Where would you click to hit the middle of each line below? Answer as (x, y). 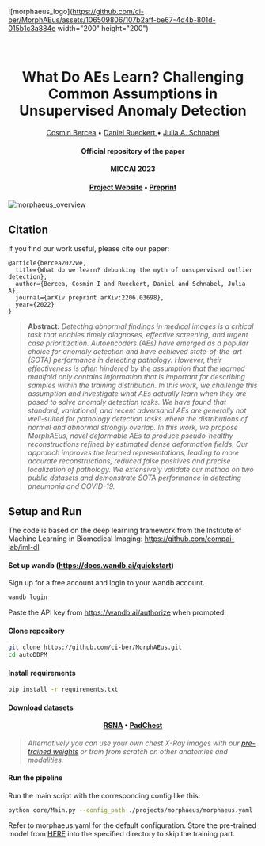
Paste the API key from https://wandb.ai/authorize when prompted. (117, 612)
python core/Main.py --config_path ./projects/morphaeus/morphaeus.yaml (131, 810)
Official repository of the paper (133, 151)
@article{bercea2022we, (47, 263)
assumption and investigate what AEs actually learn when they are (137, 394)
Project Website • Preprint (133, 187)
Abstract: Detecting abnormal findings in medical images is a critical (140, 326)
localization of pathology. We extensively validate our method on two (141, 470)
